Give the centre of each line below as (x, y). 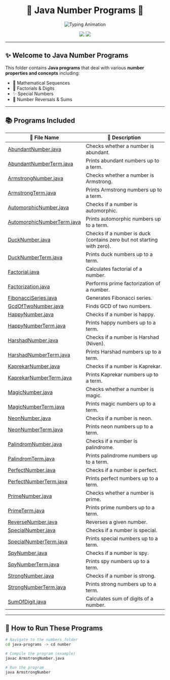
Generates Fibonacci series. (119, 298)
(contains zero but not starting (122, 239)
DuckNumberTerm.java (35, 257)
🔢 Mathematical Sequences (41, 83)
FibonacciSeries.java (32, 298)
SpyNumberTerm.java (34, 564)
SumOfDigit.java (27, 602)
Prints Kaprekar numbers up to (122, 374)
